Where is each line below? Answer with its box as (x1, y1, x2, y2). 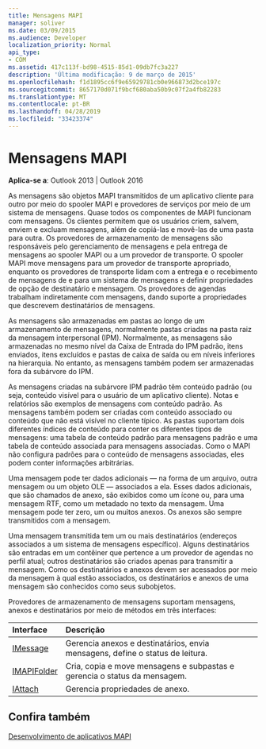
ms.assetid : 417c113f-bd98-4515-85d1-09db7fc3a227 (8, 64, 179, 71)
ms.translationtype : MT (8, 93, 87, 101)
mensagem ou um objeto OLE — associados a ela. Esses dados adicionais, (8, 481, 252, 491)
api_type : (8, 48, 41, 56)
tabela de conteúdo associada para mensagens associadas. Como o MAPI (8, 441, 251, 450)
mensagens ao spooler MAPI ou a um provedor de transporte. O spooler (8, 249, 244, 259)
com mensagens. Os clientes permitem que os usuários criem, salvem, (8, 216, 239, 226)
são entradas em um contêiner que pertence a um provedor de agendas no (8, 547, 253, 557)
